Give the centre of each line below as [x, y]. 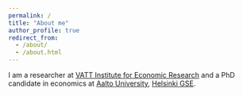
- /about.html [39, 52]
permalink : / [30, 15]
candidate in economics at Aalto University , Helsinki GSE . [102, 83]
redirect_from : [33, 38]
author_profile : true [44, 30]
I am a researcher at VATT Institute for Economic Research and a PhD [122, 75]
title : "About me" [39, 23]
